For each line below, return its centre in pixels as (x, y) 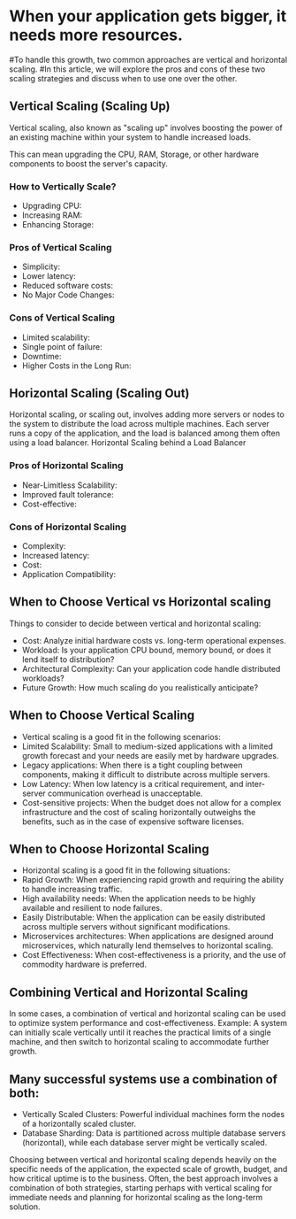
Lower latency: (49, 276)
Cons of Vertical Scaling (62, 318)
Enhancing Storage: (58, 225)
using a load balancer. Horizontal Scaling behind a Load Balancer (128, 443)
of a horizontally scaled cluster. (79, 1124)
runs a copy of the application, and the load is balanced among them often (145, 433)
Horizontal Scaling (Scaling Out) (99, 393)
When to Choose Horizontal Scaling (109, 849)
